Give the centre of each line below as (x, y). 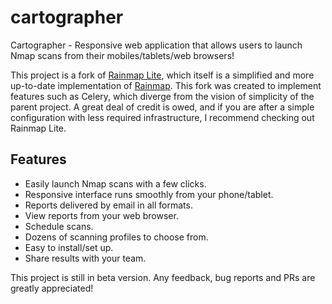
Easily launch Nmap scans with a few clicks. (115, 183)
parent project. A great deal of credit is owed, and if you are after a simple (162, 107)
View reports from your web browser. (101, 215)
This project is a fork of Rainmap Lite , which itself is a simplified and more (162, 75)
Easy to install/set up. (69, 247)
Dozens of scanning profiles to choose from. (116, 237)
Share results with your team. (85, 258)
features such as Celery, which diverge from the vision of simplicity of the (162, 96)
